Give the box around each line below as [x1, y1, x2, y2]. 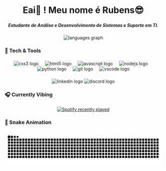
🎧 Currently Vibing [4, 91, 53, 98]
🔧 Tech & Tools [4, 47, 41, 54]
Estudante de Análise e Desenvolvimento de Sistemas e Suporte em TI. [8, 22, 159, 28]
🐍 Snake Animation [4, 119, 52, 126]
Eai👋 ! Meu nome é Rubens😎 [22, 4, 144, 16]
